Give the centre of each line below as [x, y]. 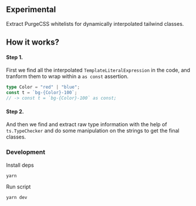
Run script [18, 187]
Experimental [31, 10]
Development [26, 152]
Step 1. [15, 57]
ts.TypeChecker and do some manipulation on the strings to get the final [93, 131]
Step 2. [15, 112]
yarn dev [17, 197]
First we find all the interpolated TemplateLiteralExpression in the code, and [98, 70]
